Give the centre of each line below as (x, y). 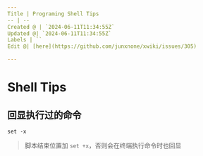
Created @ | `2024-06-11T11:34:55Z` (61, 27)
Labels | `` (25, 40)
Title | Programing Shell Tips (53, 14)
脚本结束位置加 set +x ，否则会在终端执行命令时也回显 (103, 145)
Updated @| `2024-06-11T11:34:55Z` (60, 33)
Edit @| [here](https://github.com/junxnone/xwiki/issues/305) (102, 46)
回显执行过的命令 (44, 115)
